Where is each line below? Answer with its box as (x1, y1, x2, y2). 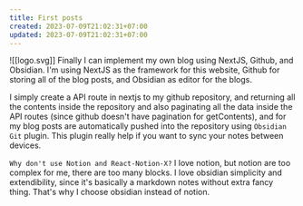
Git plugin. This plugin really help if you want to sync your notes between (9, 131, 284, 142)
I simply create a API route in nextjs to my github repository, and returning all (9, 92, 296, 103)
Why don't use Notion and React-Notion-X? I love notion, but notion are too (9, 158, 291, 169)
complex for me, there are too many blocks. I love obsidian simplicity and (9, 167, 283, 178)
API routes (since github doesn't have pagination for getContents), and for (9, 111, 287, 123)
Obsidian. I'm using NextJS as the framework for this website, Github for (9, 64, 280, 75)
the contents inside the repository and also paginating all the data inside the (9, 102, 293, 113)
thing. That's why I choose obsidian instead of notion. (9, 187, 210, 198)
